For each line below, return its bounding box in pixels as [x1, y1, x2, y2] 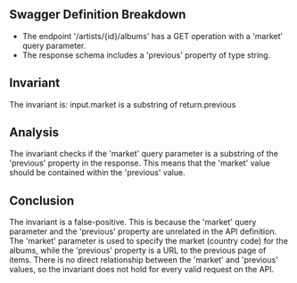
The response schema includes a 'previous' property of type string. [21, 49, 271, 61]
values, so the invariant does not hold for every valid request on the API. [9, 264, 275, 275]
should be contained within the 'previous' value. [9, 167, 186, 178]
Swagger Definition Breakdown [9, 7, 186, 22]
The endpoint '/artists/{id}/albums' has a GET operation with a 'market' [21, 30, 284, 41]
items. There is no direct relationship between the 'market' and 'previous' [9, 255, 279, 265]
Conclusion [9, 193, 75, 208]
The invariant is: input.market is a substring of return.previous [9, 99, 236, 109]
